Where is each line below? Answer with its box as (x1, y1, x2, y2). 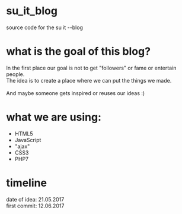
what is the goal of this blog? (6, 45, 151, 58)
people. (6, 70, 25, 78)
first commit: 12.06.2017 (6, 202, 65, 209)
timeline (6, 177, 47, 190)
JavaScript (14, 136, 41, 143)
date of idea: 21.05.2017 (6, 196, 65, 203)
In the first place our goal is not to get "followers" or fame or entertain (6, 64, 177, 71)
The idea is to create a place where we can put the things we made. (6, 77, 172, 84)
